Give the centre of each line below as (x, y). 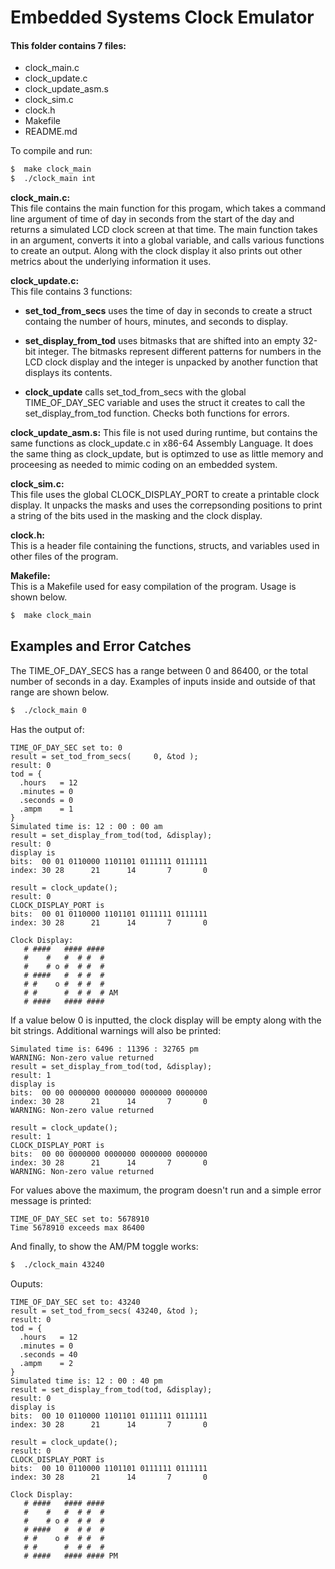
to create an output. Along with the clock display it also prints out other (156, 251)
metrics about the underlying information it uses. (111, 262)
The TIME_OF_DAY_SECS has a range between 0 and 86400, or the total (159, 670)
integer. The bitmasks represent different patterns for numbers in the (180, 352)
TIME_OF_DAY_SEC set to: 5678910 (80, 1219)
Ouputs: (26, 1283)
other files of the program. (64, 557)
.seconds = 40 (48, 1354)
